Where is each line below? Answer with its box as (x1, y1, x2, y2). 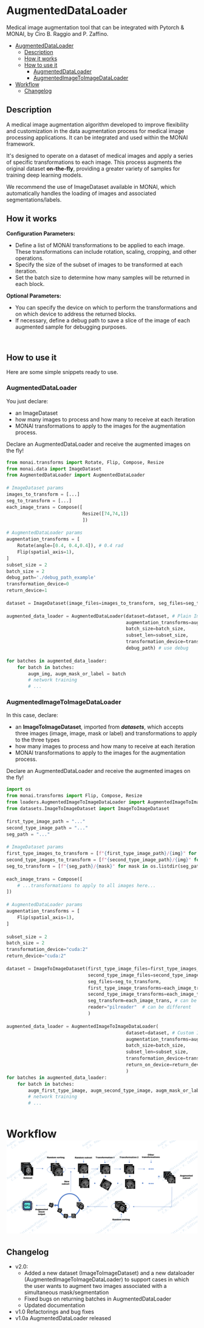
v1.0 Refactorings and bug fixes (15, 1308, 94, 1315)
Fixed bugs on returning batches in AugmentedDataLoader (24, 1295, 172, 1302)
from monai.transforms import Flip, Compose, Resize (6, 793, 143, 799)
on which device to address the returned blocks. (15, 310, 137, 318)
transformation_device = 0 (6, 581, 69, 587)
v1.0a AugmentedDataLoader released (15, 1315, 111, 1322)
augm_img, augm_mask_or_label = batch (28, 670, 126, 677)
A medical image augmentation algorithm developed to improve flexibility (6, 121, 189, 128)
